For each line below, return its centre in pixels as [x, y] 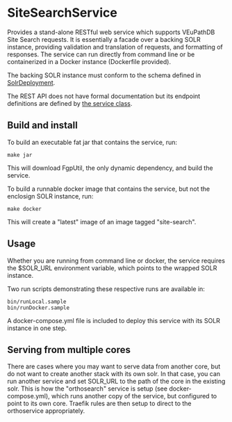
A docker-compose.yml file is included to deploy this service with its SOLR [114, 320]
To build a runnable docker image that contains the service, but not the [109, 189]
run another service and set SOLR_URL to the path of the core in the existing [116, 382]
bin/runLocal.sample [37, 302]
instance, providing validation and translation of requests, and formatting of [115, 47]
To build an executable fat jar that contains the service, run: [92, 142]
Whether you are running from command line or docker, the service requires [116, 260]
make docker [24, 209]
